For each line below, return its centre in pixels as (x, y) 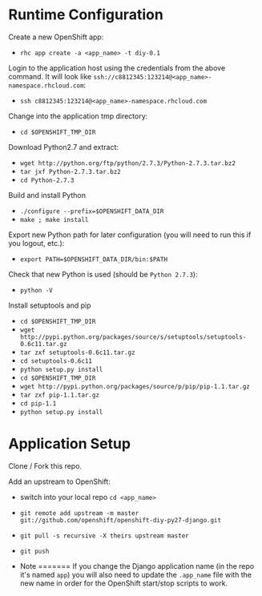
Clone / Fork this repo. (45, 465)
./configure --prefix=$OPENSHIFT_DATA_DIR (92, 211)
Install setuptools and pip (50, 305)
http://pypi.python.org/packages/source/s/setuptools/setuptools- (133, 337)
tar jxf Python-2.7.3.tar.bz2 (71, 171)
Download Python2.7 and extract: (63, 147)
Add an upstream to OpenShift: (59, 481)
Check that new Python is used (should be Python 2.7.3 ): (103, 274)
